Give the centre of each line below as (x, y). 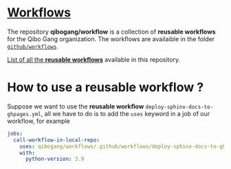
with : (27, 153)
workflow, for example (38, 121)
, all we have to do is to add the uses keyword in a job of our (125, 113)
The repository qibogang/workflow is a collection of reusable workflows (111, 32)
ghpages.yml (24, 114)
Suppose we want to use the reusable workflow (76, 106)
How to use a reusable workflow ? (106, 88)
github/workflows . (33, 46)
